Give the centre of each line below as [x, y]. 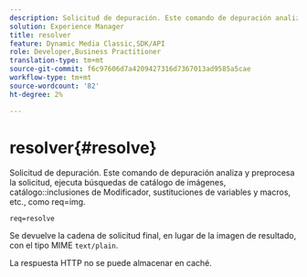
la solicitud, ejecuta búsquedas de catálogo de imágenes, [118, 183]
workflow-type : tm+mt [51, 78]
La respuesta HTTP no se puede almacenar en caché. [111, 263]
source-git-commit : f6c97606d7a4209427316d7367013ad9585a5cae [130, 69]
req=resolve [32, 219]
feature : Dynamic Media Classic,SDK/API [88, 43]
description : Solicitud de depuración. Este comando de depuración [141, 18]
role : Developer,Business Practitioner [85, 52]
